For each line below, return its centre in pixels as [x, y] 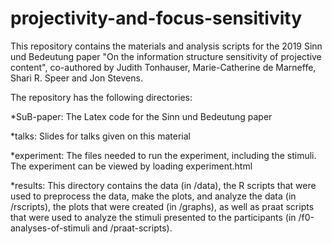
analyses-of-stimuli [50, 228]
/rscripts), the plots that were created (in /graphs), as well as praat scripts [162, 206]
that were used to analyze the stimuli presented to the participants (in [153, 217]
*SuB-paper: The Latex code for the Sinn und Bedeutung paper [141, 116]
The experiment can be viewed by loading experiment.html [131, 166]
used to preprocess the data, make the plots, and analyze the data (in [153, 196]
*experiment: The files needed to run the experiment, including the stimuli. [163, 155]
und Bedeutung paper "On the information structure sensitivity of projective [166, 56]
